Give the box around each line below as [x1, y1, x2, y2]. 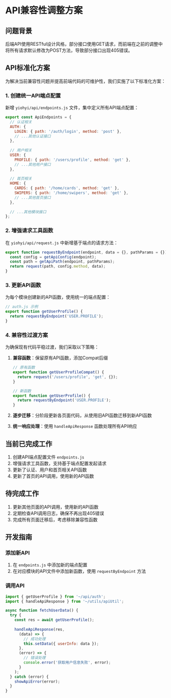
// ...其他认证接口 [14, 133, 51, 139]
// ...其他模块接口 [10, 209, 47, 214]
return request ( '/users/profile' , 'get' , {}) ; [17, 374, 118, 380]
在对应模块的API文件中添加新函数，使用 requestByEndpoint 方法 [12, 568, 146, 574]
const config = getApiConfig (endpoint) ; [10, 254, 97, 259]
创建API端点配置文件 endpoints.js [12, 454, 85, 460]
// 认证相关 [10, 119, 32, 125]
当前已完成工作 [5, 440, 52, 448]
